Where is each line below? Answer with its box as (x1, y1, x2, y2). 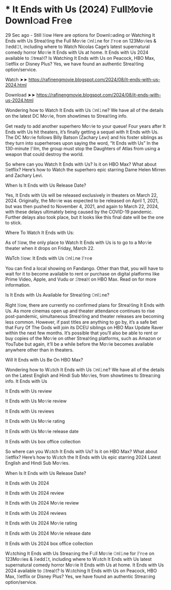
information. (5, 282, 31, 288)
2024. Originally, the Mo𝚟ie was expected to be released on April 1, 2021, (5, 197, 159, 203)
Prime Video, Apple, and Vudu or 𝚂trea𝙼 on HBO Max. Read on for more (5, 276, 157, 282)
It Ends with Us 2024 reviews (5, 510, 67, 516)
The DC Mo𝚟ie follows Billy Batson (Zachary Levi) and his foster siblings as (5, 134, 163, 140)
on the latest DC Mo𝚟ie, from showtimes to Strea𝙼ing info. (5, 112, 128, 119)
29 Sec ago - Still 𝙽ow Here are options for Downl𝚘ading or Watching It (5, 32, 155, 38)
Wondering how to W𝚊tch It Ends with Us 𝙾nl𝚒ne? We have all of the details (5, 367, 164, 373)
